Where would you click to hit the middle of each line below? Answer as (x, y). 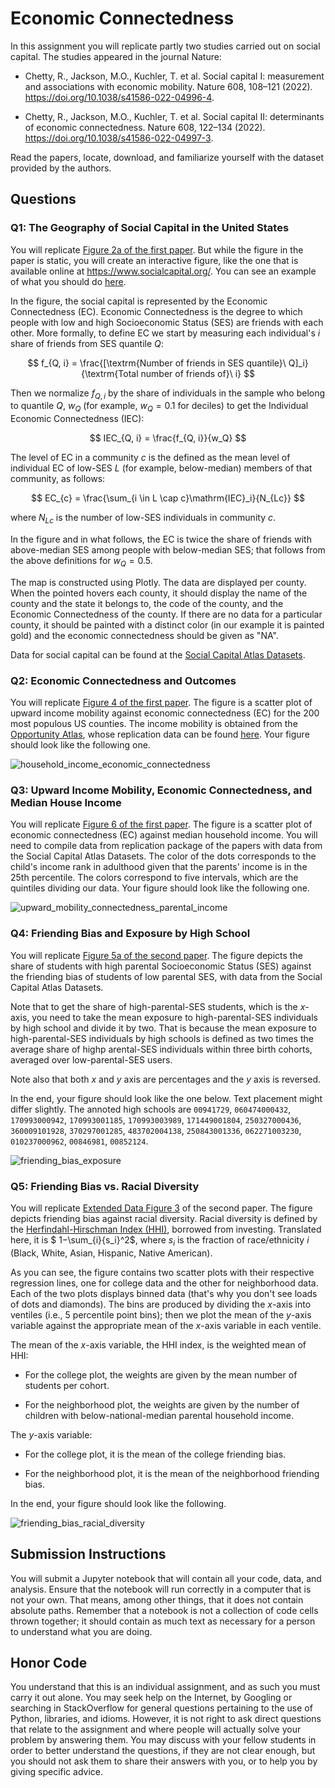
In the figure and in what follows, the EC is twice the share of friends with (161, 539)
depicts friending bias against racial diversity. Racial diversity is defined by (164, 1218)
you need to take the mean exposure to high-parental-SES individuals (174, 1017)
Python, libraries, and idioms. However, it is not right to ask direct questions (166, 1719)
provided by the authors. (61, 168)
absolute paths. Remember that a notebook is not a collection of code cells (164, 1610)
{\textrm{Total (110, 373)
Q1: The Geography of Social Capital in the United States (150, 228)
